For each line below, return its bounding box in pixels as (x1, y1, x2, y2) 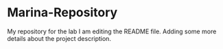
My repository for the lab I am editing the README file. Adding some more (7, 27, 217, 35)
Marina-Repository (7, 5, 118, 20)
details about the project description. (7, 34, 112, 42)
